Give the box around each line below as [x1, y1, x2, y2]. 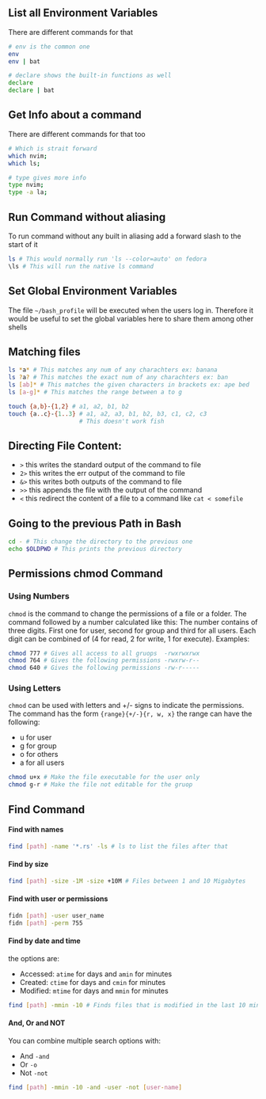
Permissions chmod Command [8, 567, 164, 580]
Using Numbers [8, 591, 70, 602]
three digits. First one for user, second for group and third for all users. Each [8, 626, 256, 635]
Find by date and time [8, 936, 81, 945]
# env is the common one [8, 43, 90, 51]
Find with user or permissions [8, 894, 108, 903]
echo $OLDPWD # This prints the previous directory [8, 545, 182, 553]
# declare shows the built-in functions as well [8, 71, 172, 80]
